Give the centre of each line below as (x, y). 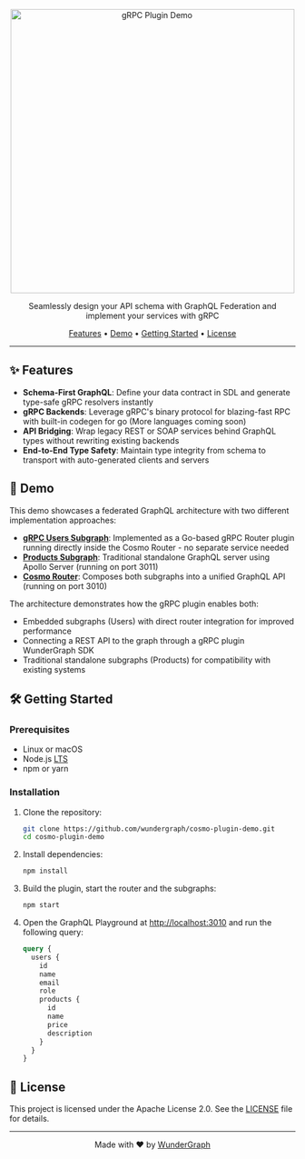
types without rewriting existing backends (101, 440)
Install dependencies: (63, 854)
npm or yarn (45, 769)
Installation (35, 793)
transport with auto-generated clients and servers (116, 460)
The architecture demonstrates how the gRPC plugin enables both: (134, 604)
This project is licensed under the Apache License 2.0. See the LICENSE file (151, 1109)
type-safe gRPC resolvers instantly (88, 402)
